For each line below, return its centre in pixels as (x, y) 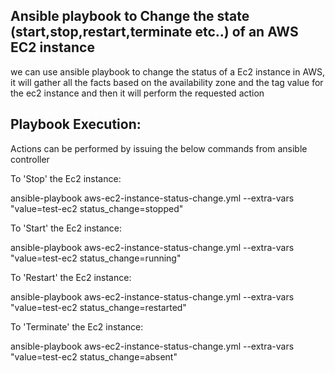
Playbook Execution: (76, 124)
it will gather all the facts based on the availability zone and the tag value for (167, 82)
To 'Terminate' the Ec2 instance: (77, 326)
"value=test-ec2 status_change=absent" (94, 356)
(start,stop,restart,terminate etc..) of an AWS (154, 32)
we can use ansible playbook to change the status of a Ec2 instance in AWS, (168, 71)
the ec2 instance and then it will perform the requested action (137, 93)
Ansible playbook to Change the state (130, 16)
